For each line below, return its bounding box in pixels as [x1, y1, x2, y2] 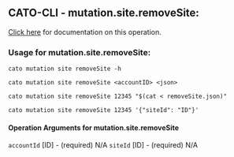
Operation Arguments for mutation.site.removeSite [8, 122, 180, 133]
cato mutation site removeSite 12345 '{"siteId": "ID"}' [8, 107, 199, 114]
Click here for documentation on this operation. [8, 27, 162, 36]
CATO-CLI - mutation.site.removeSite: [8, 6, 199, 20]
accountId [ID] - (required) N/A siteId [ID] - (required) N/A [8, 140, 199, 150]
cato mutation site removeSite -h [8, 65, 122, 73]
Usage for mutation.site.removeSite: [8, 47, 151, 58]
